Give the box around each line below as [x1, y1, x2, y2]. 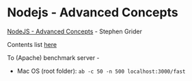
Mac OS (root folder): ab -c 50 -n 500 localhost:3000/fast [16, 67, 186, 75]
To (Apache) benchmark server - [7, 53, 100, 62]
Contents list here [7, 40, 57, 48]
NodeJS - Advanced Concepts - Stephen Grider [7, 27, 142, 35]
